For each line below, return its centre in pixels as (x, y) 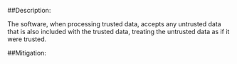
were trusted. (27, 39)
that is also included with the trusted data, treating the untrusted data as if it (118, 32)
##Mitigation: (27, 53)
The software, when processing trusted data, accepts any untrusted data (115, 24)
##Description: (29, 10)
